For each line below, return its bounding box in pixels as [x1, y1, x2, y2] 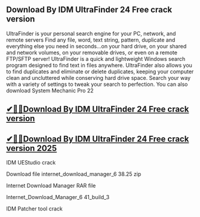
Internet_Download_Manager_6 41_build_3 [6, 194, 110, 201]
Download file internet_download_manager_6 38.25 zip [6, 170, 141, 178]
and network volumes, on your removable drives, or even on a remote [6, 49, 178, 56]
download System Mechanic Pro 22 [6, 86, 94, 94]
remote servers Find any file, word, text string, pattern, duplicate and [6, 36, 176, 44]
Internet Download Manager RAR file [6, 182, 96, 190]
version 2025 [6, 143, 57, 153]
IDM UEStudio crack [6, 159, 56, 166]
